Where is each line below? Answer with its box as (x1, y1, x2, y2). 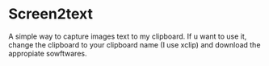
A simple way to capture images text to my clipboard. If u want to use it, (8, 31, 247, 41)
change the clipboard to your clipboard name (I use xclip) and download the (8, 39, 261, 49)
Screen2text (8, 5, 93, 23)
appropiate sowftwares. (8, 48, 87, 58)
